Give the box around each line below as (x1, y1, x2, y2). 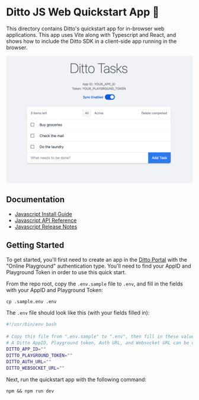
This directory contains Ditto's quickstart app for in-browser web (6, 25, 165, 32)
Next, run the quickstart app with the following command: (6, 376, 147, 383)
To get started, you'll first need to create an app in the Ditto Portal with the (6, 256, 188, 263)
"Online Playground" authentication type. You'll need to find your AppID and (6, 262, 191, 269)
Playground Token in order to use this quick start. (6, 268, 126, 275)
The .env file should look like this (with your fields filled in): (6, 309, 150, 316)
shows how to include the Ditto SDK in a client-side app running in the (6, 37, 177, 45)
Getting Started (6, 240, 65, 250)
